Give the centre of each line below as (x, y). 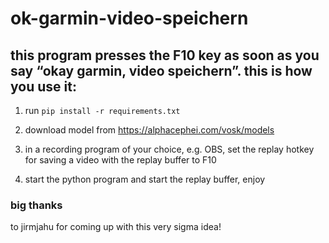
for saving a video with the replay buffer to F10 (120, 160)
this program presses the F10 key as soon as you (165, 55)
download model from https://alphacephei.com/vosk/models (149, 130)
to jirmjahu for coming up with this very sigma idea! (116, 227)
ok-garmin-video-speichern (129, 18)
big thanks (36, 205)
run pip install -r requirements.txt (102, 110)
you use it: (43, 86)
